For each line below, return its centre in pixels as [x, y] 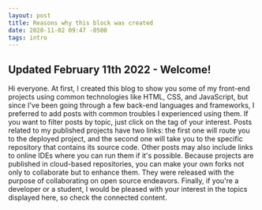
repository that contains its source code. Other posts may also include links [131, 148]
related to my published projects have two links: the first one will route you [129, 130]
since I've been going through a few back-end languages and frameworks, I [131, 105]
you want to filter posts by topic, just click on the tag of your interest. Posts [130, 122]
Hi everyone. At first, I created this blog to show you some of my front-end [129, 88]
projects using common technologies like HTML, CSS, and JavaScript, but [128, 97]
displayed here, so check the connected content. [88, 197]
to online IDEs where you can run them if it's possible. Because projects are [131, 156]
